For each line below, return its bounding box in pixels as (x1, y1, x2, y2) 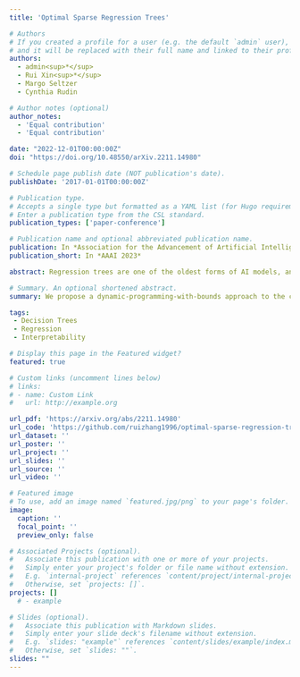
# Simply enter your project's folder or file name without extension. (9, 563, 290, 572)
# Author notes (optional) (9, 104, 110, 113)
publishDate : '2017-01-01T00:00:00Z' (9, 177, 150, 186)
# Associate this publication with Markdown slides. (9, 621, 218, 630)
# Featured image (9, 489, 74, 498)
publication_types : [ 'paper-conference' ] (9, 218, 166, 228)
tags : (9, 308, 29, 317)
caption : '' (17, 513, 62, 523)
